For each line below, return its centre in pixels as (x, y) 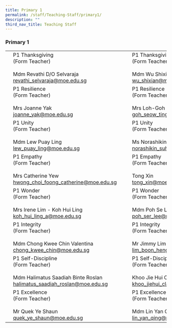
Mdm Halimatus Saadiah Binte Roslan (58, 277)
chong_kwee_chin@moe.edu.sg (51, 250)
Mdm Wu (143, 74)
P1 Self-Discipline (35, 258)
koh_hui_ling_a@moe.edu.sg (47, 216)
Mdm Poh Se (147, 209)
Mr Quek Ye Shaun (35, 311)
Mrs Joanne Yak (33, 108)
